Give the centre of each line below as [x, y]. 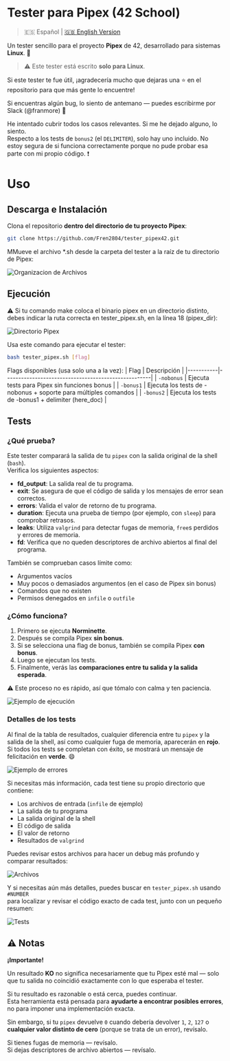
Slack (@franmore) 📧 [37, 110]
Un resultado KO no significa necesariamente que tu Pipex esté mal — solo [113, 973]
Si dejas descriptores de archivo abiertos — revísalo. [82, 1050]
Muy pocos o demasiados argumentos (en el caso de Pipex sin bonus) [116, 584]
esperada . [32, 675]
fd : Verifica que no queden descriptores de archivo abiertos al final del [117, 543]
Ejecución [29, 294]
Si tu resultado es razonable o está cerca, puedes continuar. [92, 994]
